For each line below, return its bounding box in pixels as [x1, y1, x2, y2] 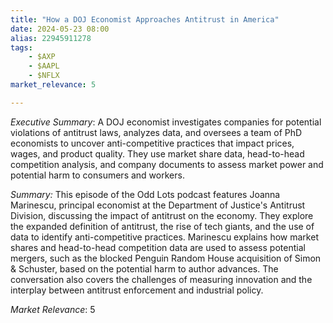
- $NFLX [28, 71, 60, 81]
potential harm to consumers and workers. [10, 169, 185, 181]
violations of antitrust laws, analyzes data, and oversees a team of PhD [10, 126, 303, 138]
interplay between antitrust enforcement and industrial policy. [10, 284, 264, 296]
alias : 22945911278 [10, 33, 92, 43]
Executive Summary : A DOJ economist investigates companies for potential [10, 116, 322, 128]
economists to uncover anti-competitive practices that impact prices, [10, 137, 295, 149]
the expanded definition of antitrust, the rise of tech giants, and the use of [10, 220, 315, 232]
